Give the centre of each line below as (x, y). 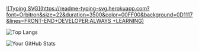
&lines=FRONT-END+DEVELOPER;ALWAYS (59, 21)
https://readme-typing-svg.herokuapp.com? (96, 8)
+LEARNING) (128, 21)
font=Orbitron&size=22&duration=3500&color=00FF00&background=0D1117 (99, 15)
